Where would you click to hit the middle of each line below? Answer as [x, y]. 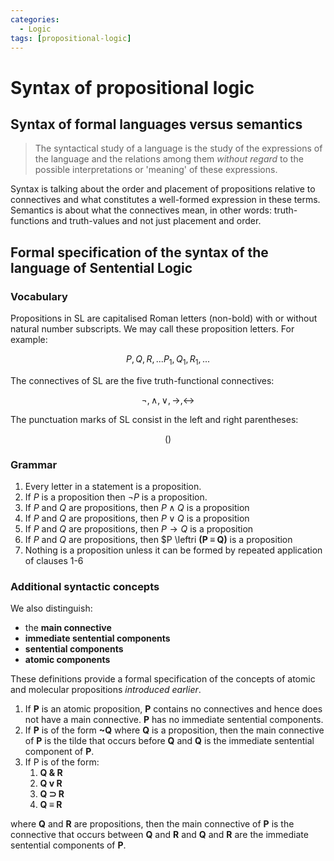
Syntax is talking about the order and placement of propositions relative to [163, 189]
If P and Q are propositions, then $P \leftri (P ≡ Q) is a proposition [158, 540]
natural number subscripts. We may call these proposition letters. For [152, 329]
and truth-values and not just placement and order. [156, 221]
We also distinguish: [51, 608]
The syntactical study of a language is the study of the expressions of [178, 148]
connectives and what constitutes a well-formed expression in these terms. [165, 200]
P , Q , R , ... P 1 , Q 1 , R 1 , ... [168, 360]
